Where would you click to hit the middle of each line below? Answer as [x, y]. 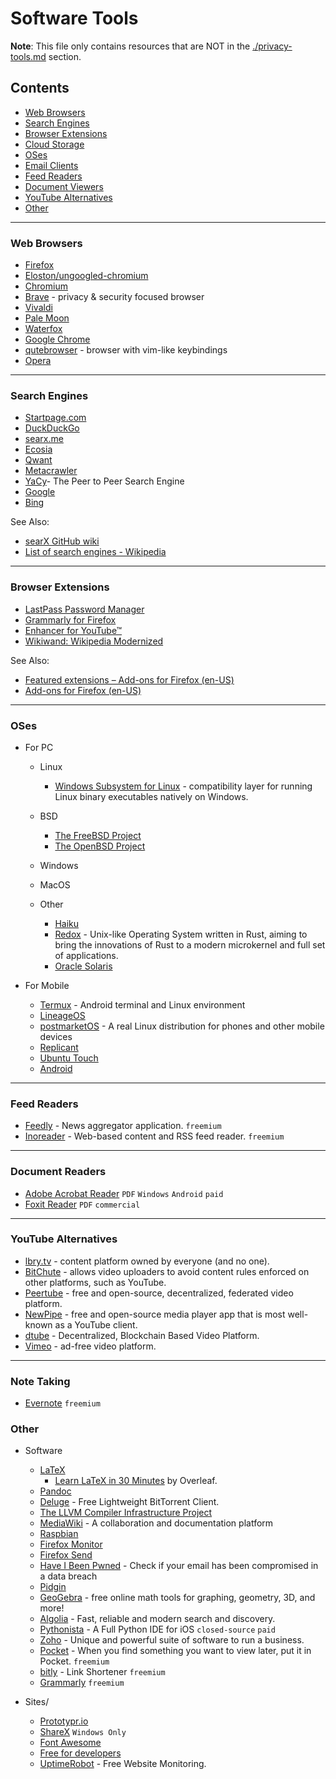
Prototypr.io [64, 1721]
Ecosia [38, 449]
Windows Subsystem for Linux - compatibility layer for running [183, 786]
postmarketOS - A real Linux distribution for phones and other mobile [182, 1026]
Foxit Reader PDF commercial [82, 1204]
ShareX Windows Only [83, 1732]
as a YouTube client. [96, 1324]
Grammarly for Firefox [70, 619]
